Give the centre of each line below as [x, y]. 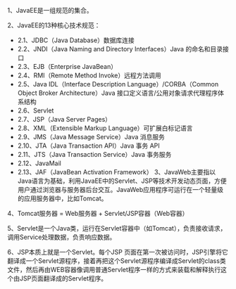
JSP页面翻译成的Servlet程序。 [63, 278]
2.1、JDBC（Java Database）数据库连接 [76, 40]
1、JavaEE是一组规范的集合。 [50, 10]
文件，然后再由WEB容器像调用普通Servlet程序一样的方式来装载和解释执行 [114, 270]
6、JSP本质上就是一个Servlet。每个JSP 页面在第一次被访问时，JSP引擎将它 [118, 252]
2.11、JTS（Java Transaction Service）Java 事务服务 [94, 154]
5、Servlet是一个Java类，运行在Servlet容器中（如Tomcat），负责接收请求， [117, 228]
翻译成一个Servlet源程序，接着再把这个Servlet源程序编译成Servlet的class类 [117, 261]
